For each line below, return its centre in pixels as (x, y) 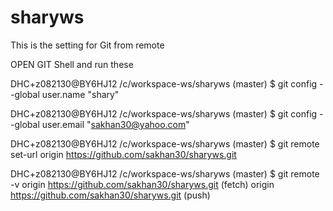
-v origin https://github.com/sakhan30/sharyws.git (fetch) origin (142, 184)
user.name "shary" (80, 94)
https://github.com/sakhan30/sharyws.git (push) (110, 195)
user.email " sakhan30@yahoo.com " (115, 124)
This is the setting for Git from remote (87, 45)
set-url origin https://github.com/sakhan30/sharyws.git (123, 154)
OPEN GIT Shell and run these (72, 64)
